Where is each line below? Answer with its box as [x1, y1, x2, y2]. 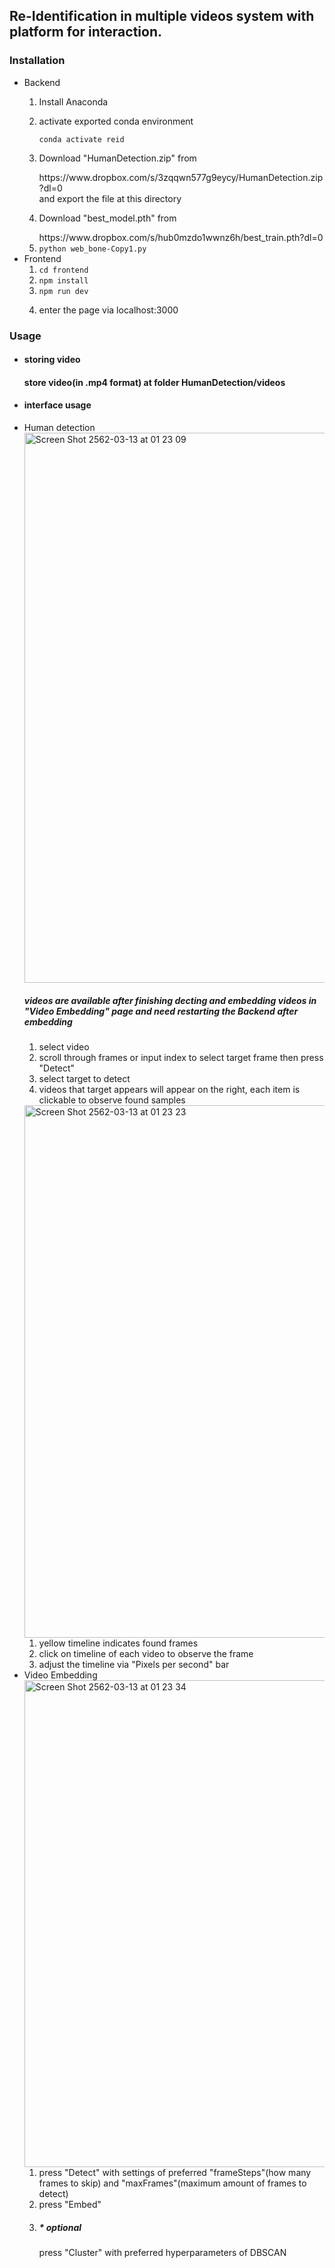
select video [38, 1040, 90, 1053]
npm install [38, 275, 89, 286]
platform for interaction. [9, 24, 162, 41]
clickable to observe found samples [38, 1094, 186, 1106]
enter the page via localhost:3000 [38, 304, 179, 316]
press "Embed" [38, 2198, 102, 2210]
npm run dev [38, 286, 89, 296]
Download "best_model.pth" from [38, 212, 177, 224]
